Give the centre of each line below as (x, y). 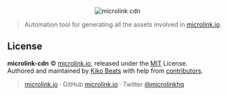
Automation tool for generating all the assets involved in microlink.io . (123, 24)
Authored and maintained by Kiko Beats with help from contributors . (105, 71)
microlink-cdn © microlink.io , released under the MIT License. (97, 63)
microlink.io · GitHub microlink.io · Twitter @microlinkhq (104, 84)
